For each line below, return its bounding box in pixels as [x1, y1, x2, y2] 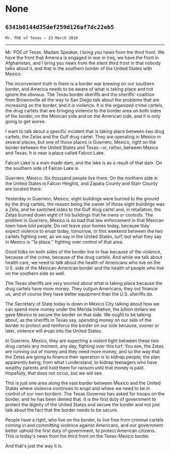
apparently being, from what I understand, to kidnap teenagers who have [5, 359, 158, 365]
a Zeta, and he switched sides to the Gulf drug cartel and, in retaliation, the [5, 206, 161, 213]
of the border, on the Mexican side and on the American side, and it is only [5, 113, 161, 119]
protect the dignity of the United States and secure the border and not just [5, 402, 160, 407]
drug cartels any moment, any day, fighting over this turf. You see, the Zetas [5, 343, 164, 349]
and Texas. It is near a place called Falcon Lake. [5, 150, 105, 156]
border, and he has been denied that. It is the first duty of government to [5, 396, 156, 402]
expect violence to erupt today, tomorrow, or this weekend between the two [5, 228, 163, 234]
